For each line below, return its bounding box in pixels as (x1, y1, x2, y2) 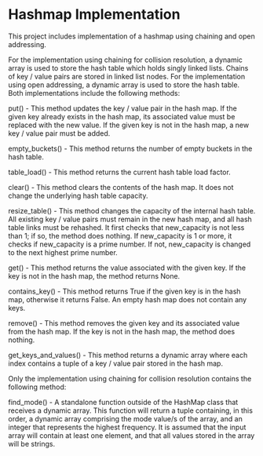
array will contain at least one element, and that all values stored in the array (8, 430, 255, 440)
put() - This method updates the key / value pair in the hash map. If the (8, 104, 237, 113)
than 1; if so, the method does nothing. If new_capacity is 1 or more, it (8, 231, 232, 240)
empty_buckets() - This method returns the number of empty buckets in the (8, 144, 253, 153)
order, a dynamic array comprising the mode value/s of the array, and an (8, 414, 243, 423)
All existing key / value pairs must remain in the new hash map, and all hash (8, 214, 253, 224)
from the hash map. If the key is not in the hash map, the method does (8, 326, 236, 336)
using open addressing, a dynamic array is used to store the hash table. (8, 80, 240, 89)
